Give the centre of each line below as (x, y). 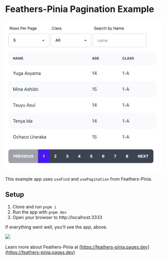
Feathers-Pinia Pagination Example (80, 9)
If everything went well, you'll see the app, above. (56, 227)
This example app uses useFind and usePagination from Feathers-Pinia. (79, 179)
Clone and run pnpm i (34, 207)
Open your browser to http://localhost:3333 (57, 217)
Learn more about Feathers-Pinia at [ (43, 247)
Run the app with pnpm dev (39, 212)
